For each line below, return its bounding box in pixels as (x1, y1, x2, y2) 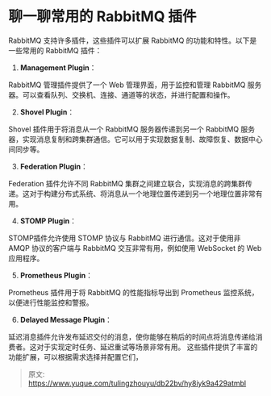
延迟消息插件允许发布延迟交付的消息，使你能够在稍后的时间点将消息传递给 (8, 331, 256, 341)
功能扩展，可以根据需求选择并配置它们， (8, 352, 143, 361)
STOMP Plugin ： (19, 215, 77, 226)
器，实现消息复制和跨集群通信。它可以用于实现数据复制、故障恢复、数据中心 (8, 134, 263, 144)
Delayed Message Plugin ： (19, 315, 113, 324)
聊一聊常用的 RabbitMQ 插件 (8, 7, 197, 26)
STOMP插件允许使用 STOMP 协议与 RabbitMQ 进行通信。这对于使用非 (8, 233, 241, 243)
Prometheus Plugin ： (19, 270, 93, 280)
